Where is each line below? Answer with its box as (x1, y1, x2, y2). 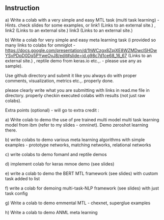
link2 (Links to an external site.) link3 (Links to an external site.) (5, 27, 133, 33)
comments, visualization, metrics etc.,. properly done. (5, 78, 114, 83)
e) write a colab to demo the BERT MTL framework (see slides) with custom (5, 170, 158, 176)
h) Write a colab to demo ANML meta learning (5, 209, 98, 215)
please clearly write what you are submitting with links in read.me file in (5, 87, 150, 93)
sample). (5, 63, 23, 69)
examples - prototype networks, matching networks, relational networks (5, 142, 151, 148)
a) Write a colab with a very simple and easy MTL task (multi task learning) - (5, 17, 160, 23)
